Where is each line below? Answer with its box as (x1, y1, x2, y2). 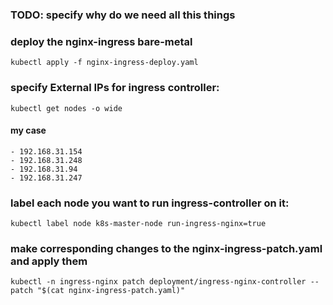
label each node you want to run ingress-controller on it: (10, 196, 290, 210)
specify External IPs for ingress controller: (10, 81, 220, 95)
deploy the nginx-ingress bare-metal (10, 34, 193, 48)
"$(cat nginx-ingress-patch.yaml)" (36, 286, 186, 296)
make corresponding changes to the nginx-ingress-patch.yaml (10, 241, 323, 255)
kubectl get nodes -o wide (10, 103, 123, 113)
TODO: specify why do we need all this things (10, 8, 236, 22)
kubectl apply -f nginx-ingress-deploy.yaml (10, 58, 199, 68)
